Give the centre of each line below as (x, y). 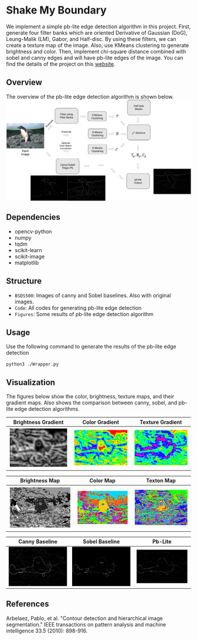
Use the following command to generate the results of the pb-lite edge (91, 347)
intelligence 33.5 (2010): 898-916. (47, 631)
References (28, 604)
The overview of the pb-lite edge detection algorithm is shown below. (90, 96)
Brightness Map (40, 481)
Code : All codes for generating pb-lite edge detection (78, 308)
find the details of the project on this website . (61, 64)
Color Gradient (101, 422)
